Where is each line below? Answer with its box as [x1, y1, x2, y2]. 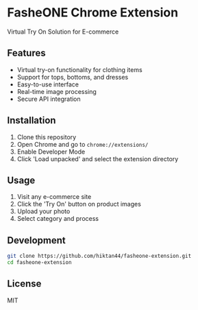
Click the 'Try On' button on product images [16, 200, 142, 208]
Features [7, 47, 46, 59]
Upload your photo [16, 207, 71, 215]
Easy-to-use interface [16, 80, 79, 88]
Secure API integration [16, 95, 81, 103]
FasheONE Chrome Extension [7, 5, 179, 21]
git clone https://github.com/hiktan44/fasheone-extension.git [7, 252, 192, 260]
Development [7, 235, 66, 246]
